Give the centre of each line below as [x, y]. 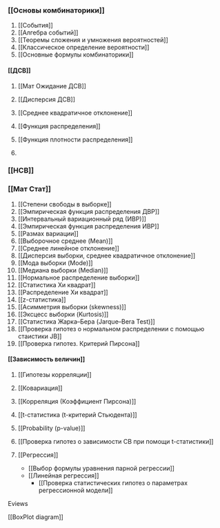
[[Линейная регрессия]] [63, 476]
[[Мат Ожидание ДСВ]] [52, 86]
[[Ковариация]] [40, 388]
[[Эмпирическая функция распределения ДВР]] [89, 211]
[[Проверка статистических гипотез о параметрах [113, 482]
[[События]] [36, 26]
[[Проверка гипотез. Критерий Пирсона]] [79, 343]
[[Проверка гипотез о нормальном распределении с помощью [111, 329]
